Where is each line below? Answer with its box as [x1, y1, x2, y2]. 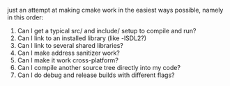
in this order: [7, 13, 44, 21]
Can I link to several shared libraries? [17, 42, 123, 49]
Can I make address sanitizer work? [17, 49, 121, 57]
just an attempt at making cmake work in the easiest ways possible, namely [7, 6, 224, 14]
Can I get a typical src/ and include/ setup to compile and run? [17, 27, 197, 35]
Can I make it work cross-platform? [17, 56, 118, 64]
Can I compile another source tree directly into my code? [17, 64, 181, 71]
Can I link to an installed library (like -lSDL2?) [17, 34, 147, 42]
